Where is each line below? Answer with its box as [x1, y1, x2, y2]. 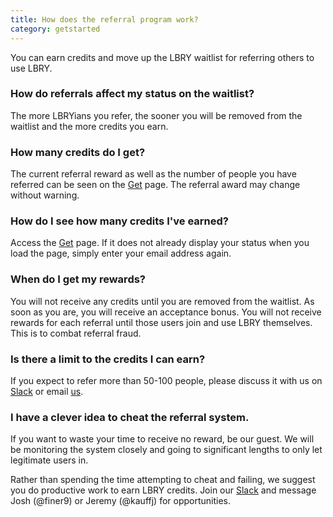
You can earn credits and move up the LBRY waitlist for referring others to [10, 51, 315, 63]
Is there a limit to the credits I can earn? [10, 352, 206, 366]
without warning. [10, 189, 80, 201]
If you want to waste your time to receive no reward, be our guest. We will [10, 433, 315, 445]
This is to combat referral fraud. [10, 327, 142, 339]
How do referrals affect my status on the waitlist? [10, 87, 255, 101]
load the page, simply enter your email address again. [10, 247, 232, 260]
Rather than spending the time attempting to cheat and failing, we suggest [10, 474, 316, 486]
